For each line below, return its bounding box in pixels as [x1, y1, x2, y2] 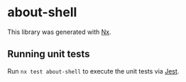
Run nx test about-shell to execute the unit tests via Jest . [7, 66, 180, 75]
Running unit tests [7, 48, 90, 60]
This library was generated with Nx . [7, 28, 111, 36]
